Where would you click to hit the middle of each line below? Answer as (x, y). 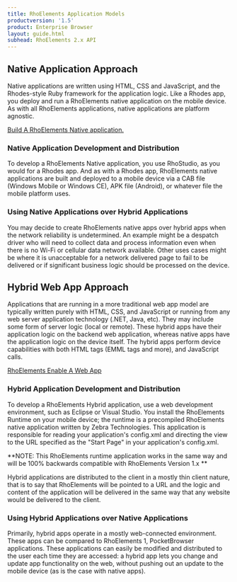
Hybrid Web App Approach (68, 287)
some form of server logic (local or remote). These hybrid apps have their (114, 327)
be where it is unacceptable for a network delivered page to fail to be (108, 257)
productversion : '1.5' (41, 21)
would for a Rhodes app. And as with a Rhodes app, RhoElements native (112, 171)
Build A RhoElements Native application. (65, 130)
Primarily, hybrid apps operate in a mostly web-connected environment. (112, 533)
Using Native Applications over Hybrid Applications (98, 212)
